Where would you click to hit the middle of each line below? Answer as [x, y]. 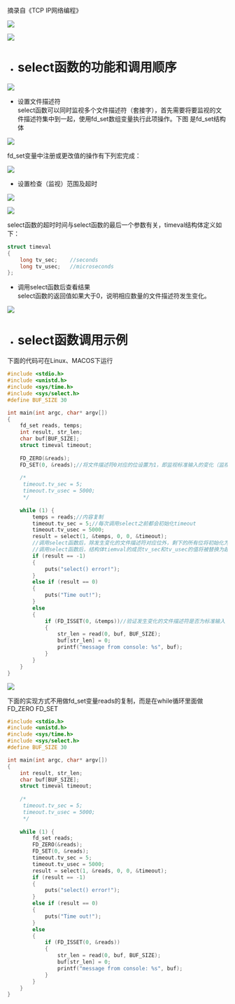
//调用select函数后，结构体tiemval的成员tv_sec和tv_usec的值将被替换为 [128, 549]
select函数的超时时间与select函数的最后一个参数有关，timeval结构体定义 [112, 225]
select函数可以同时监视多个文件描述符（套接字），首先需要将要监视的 [116, 110]
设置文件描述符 [39, 101]
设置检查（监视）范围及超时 [57, 184]
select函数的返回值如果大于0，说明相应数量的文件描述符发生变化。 [114, 296]
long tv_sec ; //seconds [59, 260]
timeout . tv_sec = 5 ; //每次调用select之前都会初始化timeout [114, 523]
